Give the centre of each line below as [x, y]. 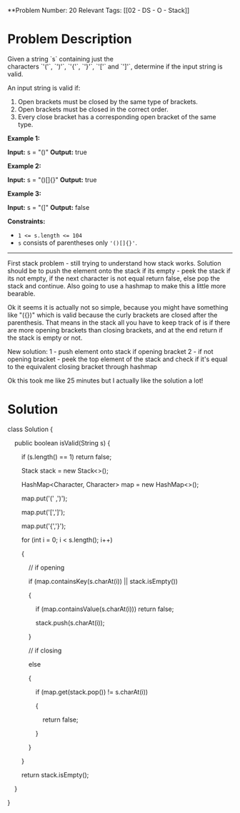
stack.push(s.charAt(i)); [70, 622]
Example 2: [24, 166]
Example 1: [24, 138]
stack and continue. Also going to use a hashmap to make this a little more [117, 286]
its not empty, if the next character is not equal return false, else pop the [114, 278]
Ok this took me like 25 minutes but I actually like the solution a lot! [105, 380]
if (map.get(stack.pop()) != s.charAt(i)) [92, 692]
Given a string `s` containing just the [61, 59]
